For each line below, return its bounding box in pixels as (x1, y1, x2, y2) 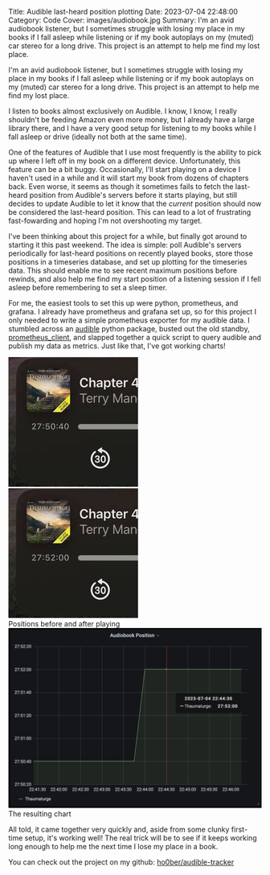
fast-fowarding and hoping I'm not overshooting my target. (8, 216, 202, 225)
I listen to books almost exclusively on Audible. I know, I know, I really (8, 106, 237, 116)
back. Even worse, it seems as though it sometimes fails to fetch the (8, 182, 234, 191)
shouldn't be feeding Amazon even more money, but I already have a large (8, 115, 255, 124)
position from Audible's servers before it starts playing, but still (29, 191, 238, 199)
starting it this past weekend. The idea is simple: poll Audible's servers (8, 240, 242, 249)
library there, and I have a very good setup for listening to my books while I (8, 124, 256, 133)
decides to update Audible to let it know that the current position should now (8, 199, 262, 208)
